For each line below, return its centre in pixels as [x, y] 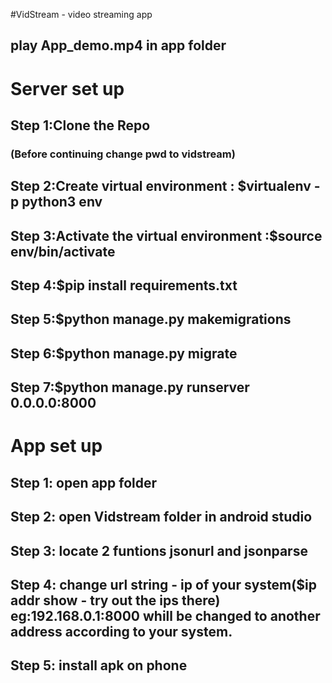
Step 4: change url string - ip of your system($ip [163, 584]
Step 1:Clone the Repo [80, 125]
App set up [56, 446]
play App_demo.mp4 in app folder [118, 45]
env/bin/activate [63, 251]
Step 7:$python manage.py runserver [130, 387]
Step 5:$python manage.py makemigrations [151, 319]
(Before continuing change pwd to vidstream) [123, 154]
